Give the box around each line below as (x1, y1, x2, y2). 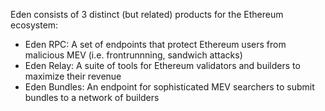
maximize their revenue (24, 70, 122, 82)
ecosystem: (10, 19, 59, 31)
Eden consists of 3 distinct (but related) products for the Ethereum (10, 9, 284, 20)
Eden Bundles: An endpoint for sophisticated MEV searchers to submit (24, 81, 315, 93)
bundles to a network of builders (24, 92, 160, 103)
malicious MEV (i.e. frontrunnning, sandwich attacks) (24, 49, 243, 61)
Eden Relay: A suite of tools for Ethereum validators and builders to (24, 60, 301, 71)
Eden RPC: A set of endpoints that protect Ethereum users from (24, 39, 287, 50)
